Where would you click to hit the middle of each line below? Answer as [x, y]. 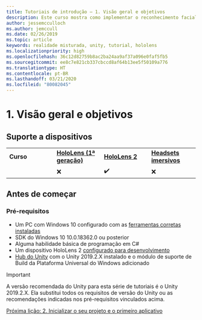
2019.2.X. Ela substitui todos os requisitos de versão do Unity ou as [90, 292]
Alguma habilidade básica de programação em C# [77, 243]
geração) [70, 160]
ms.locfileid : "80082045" [38, 85]
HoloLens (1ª [76, 153]
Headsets [165, 153]
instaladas [28, 231]
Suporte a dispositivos [49, 136]
